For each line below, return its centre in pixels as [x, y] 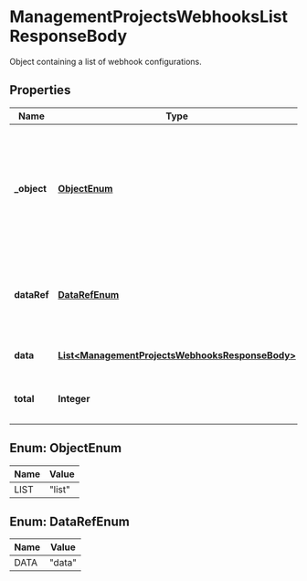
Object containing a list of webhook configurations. [106, 61]
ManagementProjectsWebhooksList [148, 17]
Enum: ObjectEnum [65, 448]
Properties [40, 90]
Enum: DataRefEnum [69, 521]
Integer [74, 398]
